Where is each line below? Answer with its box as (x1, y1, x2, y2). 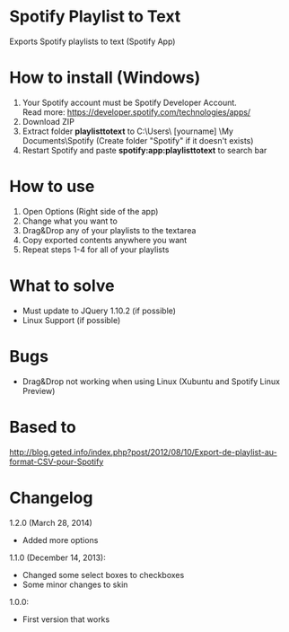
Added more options (22, 534, 99, 545)
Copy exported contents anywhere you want (22, 234, 188, 245)
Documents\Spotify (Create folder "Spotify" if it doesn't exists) (22, 135, 254, 145)
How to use (9, 177, 95, 197)
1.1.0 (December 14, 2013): (9, 552, 106, 563)
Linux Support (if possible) (22, 314, 121, 325)
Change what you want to (22, 215, 118, 226)
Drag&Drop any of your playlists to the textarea (22, 224, 197, 235)
